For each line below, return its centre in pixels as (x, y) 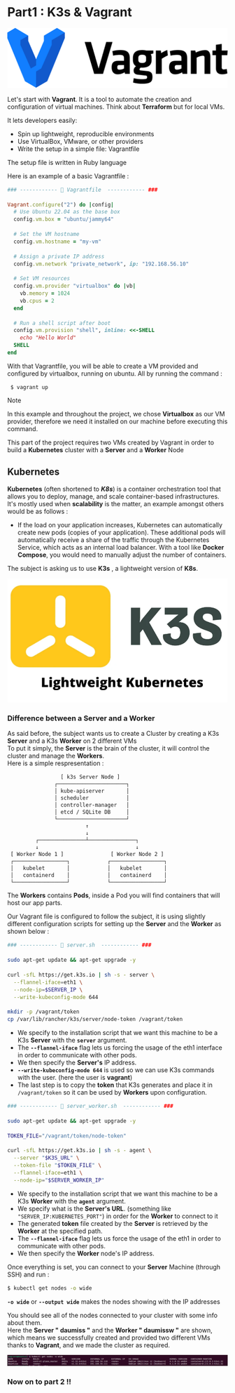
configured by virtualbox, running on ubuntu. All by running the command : (115, 374)
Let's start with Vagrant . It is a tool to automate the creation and (100, 99)
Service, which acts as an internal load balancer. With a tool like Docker (121, 547)
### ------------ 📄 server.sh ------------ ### (79, 945)
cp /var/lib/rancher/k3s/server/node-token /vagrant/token (95, 1019)
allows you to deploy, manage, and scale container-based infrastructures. (113, 496)
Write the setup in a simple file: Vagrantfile (78, 149)
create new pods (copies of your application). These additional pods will (121, 532)
